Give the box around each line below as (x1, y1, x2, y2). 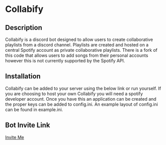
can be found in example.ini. (5, 106, 63, 113)
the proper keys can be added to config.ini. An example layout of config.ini (5, 101, 158, 107)
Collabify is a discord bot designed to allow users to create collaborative (5, 36, 153, 42)
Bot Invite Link (5, 121, 51, 130)
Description (5, 23, 42, 32)
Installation (5, 72, 41, 81)
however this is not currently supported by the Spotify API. (5, 58, 125, 63)
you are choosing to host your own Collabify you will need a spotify (5, 91, 143, 97)
